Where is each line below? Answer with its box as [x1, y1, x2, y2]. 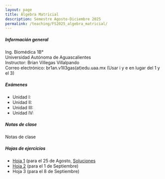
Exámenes [5, 82, 28, 88]
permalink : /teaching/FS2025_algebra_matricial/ [5, 21, 108, 26]
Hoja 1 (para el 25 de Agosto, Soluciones [12, 158, 96, 164]
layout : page [5, 7, 32, 12]
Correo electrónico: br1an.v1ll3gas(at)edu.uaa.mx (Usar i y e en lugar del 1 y [5, 65, 160, 71]
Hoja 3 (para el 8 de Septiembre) [12, 169, 80, 175]
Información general [5, 36, 49, 42]
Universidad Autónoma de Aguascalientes [5, 54, 91, 60]
